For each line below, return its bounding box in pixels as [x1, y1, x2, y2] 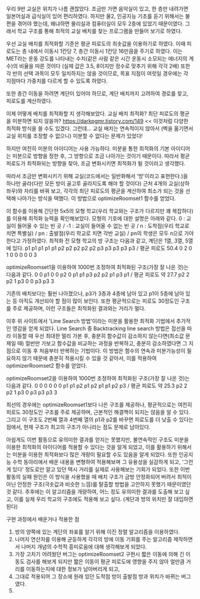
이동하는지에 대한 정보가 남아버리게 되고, [26, 566, 120, 572]
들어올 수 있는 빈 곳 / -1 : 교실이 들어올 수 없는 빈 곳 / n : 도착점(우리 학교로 [17, 222, 189, 229]
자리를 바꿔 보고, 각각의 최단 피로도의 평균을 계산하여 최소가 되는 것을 [23, 187, 185, 195]
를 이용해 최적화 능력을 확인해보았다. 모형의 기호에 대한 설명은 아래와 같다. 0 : [6, 215, 186, 222]
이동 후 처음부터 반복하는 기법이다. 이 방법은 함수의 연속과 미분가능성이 [21, 347, 186, 354]
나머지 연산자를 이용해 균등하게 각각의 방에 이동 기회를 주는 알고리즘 [14, 536, 173, 542]
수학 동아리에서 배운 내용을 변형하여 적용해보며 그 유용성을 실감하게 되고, [12, 459, 181, 465]
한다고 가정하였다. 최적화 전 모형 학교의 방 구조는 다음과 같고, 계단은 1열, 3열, [6, 237, 185, 244]
